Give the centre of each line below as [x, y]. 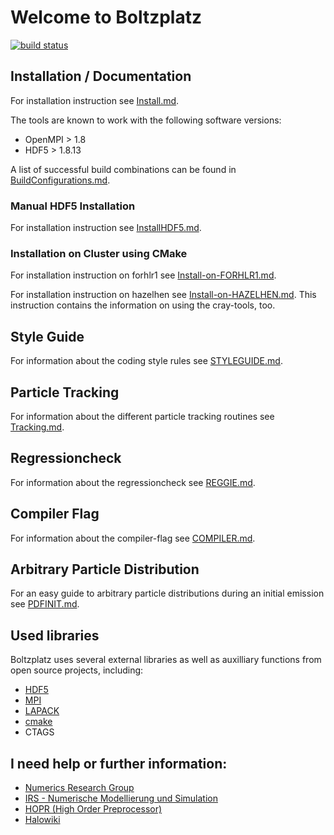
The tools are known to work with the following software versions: [146, 120]
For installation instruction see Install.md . [95, 100]
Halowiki [42, 820]
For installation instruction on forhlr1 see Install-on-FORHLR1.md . [143, 275]
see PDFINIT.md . [45, 604]
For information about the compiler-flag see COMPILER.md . [133, 538]
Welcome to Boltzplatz [106, 17]
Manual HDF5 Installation [73, 206]
